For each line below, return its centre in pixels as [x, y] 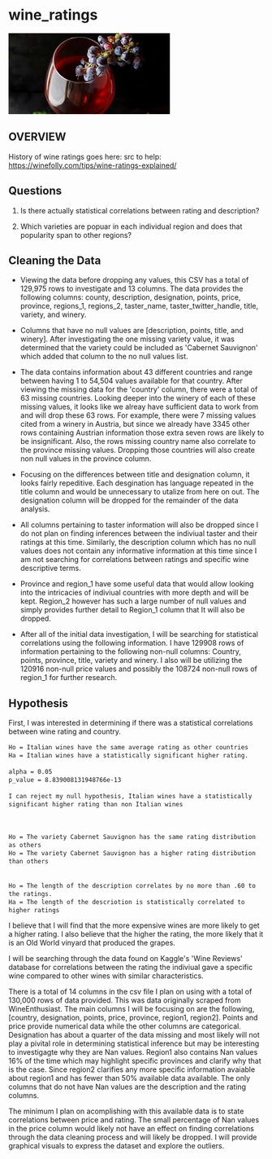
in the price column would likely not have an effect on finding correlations [131, 1129]
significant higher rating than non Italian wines [96, 805]
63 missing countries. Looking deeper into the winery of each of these [138, 398]
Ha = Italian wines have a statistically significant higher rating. [129, 756]
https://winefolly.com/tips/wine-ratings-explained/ [93, 165]
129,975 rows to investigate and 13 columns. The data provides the [132, 289]
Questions [35, 191]
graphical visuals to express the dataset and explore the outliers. [117, 1146]
